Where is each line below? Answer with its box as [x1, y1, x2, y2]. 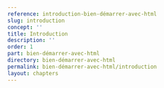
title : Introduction [7, 30, 69, 38]
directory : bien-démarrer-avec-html [7, 57, 116, 64]
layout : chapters [7, 70, 59, 77]
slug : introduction [7, 17, 65, 24]
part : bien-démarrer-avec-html [7, 50, 100, 57]
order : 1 [7, 43, 33, 50]
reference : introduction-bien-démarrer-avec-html [7, 10, 158, 18]
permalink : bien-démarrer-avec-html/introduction [7, 63, 158, 70]
